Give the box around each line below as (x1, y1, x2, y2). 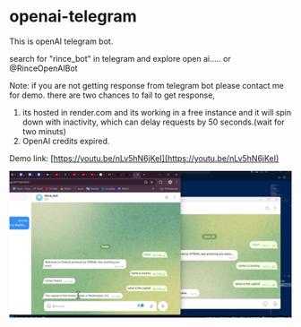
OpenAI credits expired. (21, 135, 110, 146)
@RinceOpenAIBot (9, 63, 78, 73)
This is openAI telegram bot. (9, 36, 114, 47)
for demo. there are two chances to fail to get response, (9, 90, 215, 100)
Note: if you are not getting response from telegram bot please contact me (9, 80, 284, 90)
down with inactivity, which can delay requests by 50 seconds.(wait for (21, 116, 285, 127)
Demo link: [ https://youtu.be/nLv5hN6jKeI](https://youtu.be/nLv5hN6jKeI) (9, 152, 279, 163)
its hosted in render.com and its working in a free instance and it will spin (21, 107, 292, 117)
